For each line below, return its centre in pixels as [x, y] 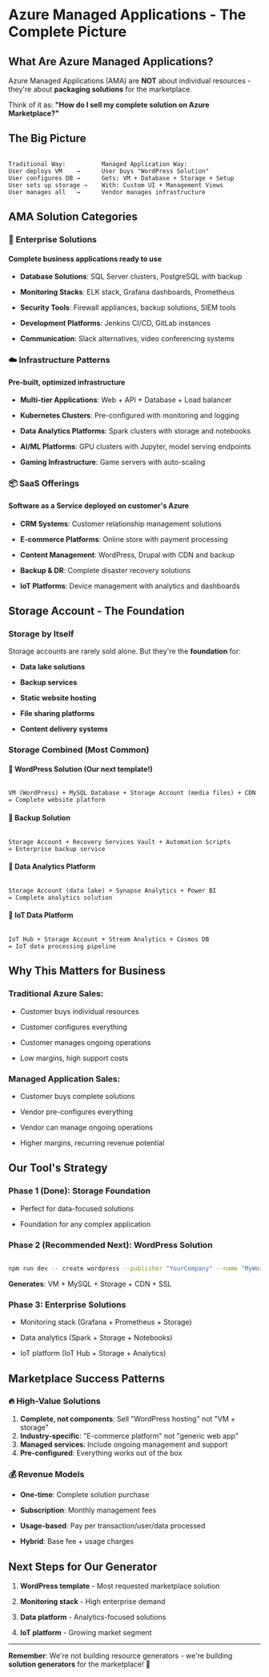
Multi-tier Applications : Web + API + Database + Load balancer [126, 400]
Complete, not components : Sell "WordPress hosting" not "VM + [128, 1419]
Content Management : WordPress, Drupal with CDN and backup [127, 555]
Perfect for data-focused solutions [77, 1208]
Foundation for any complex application [85, 1224]
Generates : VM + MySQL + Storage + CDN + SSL [90, 1284]
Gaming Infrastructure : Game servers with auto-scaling [112, 462]
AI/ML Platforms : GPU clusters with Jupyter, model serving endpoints [135, 446]
